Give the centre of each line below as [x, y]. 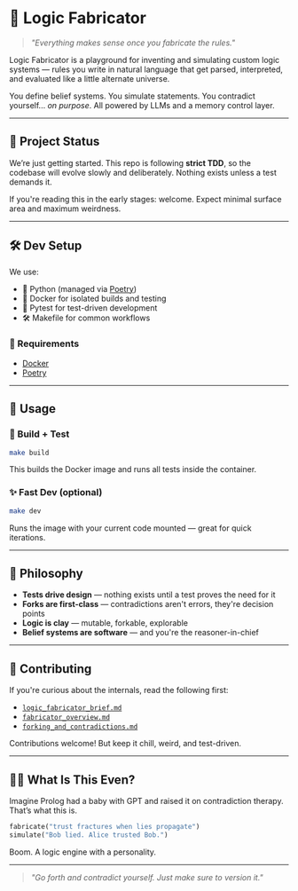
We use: [24, 272]
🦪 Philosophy [46, 573]
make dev [25, 511]
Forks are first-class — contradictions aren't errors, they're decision [148, 604]
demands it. [31, 182]
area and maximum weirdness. [65, 209]
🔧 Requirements [44, 343]
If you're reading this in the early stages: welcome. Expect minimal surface [145, 199]
